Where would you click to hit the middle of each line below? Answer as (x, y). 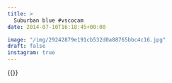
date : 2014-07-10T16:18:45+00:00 (57, 27)
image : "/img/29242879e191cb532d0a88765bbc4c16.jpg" (87, 39)
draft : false (27, 46)
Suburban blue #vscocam (48, 20)
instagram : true (31, 53)
